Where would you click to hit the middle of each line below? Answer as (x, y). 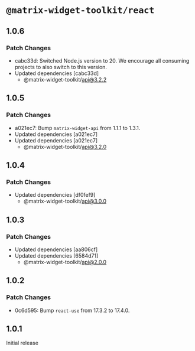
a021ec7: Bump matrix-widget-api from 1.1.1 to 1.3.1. (77, 128)
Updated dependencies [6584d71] (56, 255)
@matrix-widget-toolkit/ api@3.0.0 (65, 201)
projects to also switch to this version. (61, 67)
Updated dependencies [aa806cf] (56, 249)
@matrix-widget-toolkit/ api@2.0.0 (65, 262)
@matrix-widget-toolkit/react (80, 10)
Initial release (22, 343)
